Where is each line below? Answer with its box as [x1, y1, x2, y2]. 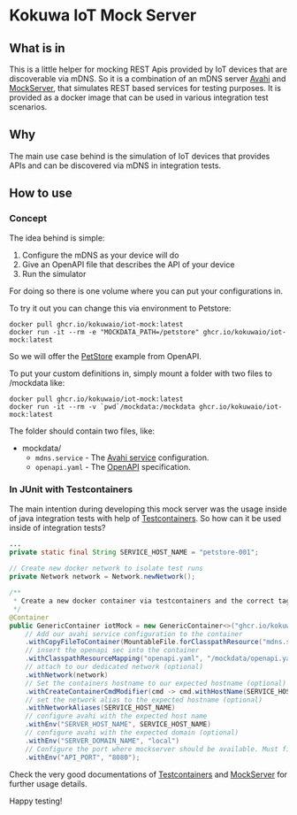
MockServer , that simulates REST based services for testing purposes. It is [9, 83, 281, 93]
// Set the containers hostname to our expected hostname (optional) [25, 679, 287, 688]
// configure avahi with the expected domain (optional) [25, 728, 240, 737]
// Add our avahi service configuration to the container [25, 629, 243, 638]
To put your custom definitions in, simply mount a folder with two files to [9, 368, 272, 379]
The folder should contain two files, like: [9, 426, 156, 436]
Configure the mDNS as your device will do [21, 250, 179, 260]
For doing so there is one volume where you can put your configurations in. [9, 285, 284, 296]
